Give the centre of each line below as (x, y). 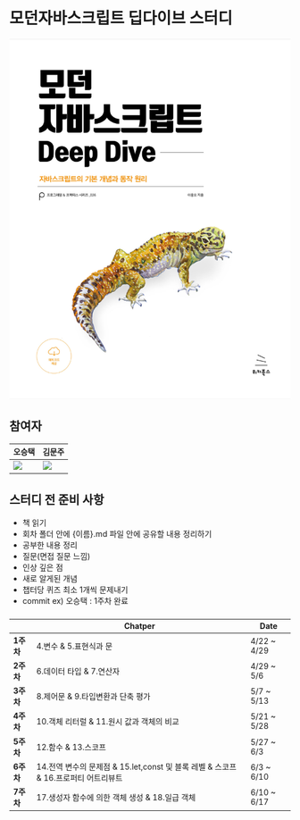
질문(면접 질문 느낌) (56, 556)
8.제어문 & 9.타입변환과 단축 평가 (93, 697)
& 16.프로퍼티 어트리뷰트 (79, 777)
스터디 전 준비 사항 (57, 500)
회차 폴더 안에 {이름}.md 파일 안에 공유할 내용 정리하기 (117, 533)
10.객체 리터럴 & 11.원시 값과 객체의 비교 (108, 722)
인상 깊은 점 (43, 567)
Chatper (139, 626)
